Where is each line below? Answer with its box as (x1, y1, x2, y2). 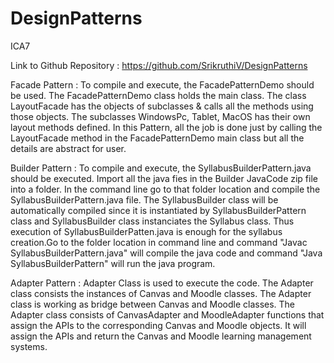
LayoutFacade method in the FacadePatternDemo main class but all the (10, 132, 305, 144)
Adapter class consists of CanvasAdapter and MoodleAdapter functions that (10, 308, 325, 321)
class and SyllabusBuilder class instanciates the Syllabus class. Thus (10, 215, 295, 227)
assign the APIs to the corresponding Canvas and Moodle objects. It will (10, 319, 307, 331)
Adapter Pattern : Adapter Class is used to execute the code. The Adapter (10, 277, 314, 289)
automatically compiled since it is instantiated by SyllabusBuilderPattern (10, 204, 307, 216)
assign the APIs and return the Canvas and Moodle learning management (10, 330, 312, 342)
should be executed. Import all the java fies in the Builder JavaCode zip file (10, 172, 318, 184)
